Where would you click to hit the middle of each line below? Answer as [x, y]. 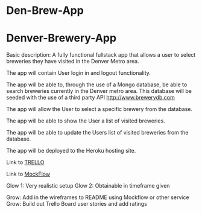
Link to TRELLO [25, 162]
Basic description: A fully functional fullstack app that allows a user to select [101, 55]
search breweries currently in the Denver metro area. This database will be [99, 91]
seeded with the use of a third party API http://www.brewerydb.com [90, 98]
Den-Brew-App [45, 11]
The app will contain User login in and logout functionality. [78, 73]
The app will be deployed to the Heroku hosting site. [71, 151]
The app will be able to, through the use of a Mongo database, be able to [97, 84]
